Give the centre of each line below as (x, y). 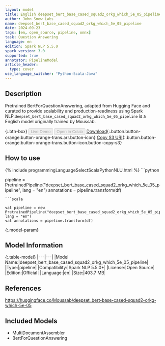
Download (96, 131)
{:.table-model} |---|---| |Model (37, 257)
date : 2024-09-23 (23, 28)
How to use (23, 158)
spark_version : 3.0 (25, 51)
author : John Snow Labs (29, 19)
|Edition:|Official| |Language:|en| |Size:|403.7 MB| (55, 273)
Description (23, 94)
